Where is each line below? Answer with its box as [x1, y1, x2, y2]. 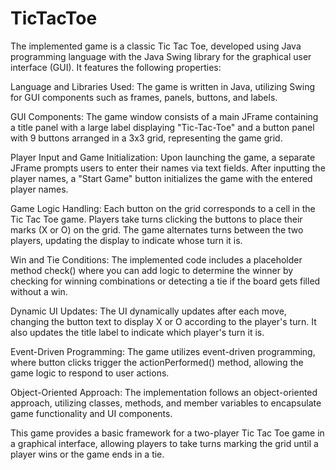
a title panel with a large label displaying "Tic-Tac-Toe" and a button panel [10, 121, 315, 133]
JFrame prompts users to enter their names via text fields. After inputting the [10, 162, 326, 174]
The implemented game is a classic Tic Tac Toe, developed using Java [10, 40, 302, 52]
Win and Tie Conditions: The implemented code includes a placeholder [10, 253, 303, 266]
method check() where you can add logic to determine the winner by [10, 264, 294, 276]
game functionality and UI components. [10, 407, 173, 419]
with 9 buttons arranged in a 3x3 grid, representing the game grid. [10, 132, 283, 144]
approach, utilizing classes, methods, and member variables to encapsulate [10, 397, 322, 409]
